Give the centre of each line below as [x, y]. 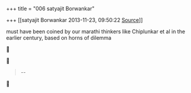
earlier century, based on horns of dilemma [59, 38]
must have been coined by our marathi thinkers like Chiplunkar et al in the [96, 31]
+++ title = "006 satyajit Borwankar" [50, 9]
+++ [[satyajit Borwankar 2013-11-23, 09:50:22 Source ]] [75, 20]
